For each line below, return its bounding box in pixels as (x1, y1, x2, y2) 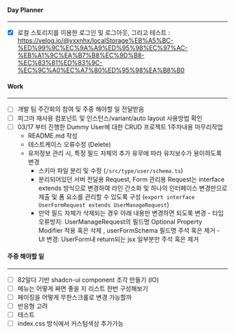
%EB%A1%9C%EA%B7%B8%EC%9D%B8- (17, 51, 145, 59)
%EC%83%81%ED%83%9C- (17, 59, 103, 67)
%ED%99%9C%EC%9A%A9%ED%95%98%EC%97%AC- (17, 44, 188, 52)
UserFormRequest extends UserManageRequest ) (38, 200, 170, 209)
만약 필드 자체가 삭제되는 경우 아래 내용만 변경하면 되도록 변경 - (38, 208, 211, 217)
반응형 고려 (17, 302, 48, 310)
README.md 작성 (27, 131, 78, 140)
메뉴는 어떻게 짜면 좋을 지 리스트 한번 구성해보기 (17, 284, 148, 293)
